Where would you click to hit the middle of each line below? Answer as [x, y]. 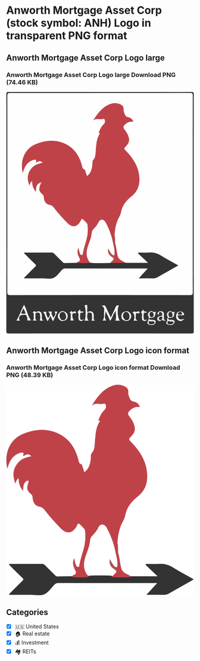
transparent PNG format [67, 36]
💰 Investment [32, 643]
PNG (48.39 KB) [30, 375]
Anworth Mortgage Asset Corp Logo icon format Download [93, 367]
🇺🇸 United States [37, 626]
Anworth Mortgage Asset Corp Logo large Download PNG [91, 75]
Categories [27, 612]
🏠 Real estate [32, 634]
